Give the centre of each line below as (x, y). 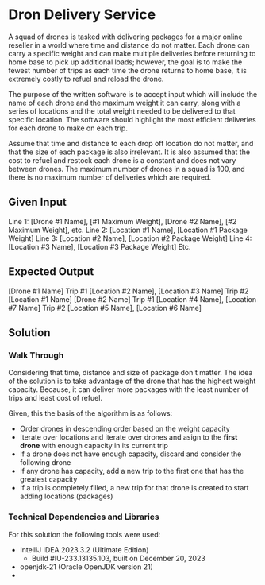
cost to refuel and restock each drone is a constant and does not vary (122, 160)
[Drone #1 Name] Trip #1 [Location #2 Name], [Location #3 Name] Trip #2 (129, 291)
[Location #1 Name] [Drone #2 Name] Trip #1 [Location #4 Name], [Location (132, 299)
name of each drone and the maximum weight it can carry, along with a (125, 103)
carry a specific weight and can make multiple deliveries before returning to (132, 53)
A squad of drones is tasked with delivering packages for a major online (126, 37)
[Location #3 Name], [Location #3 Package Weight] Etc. (100, 246)
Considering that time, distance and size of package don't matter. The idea (131, 373)
